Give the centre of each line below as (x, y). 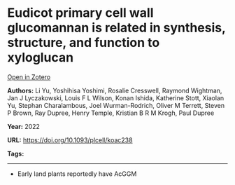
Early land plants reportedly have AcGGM (77, 174)
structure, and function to (84, 43)
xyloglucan (41, 58)
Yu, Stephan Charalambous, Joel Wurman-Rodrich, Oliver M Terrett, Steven (116, 105)
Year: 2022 (24, 126)
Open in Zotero (29, 77)
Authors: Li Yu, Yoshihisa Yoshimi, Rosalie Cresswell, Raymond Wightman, (115, 90)
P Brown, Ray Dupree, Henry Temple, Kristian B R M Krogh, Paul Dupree (111, 113)
